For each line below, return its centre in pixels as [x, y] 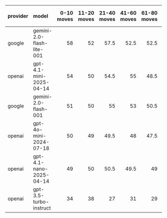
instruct [42, 208]
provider [18, 16]
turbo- [41, 202]
